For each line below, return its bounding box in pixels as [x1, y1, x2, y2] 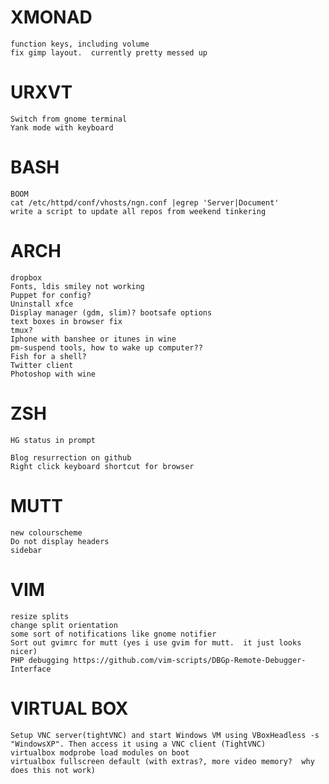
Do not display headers [10, 536, 110, 546]
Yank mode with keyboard [10, 122, 114, 133]
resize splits [10, 611, 70, 621]
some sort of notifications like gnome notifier [10, 629, 217, 639]
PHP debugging [10, 655, 70, 665]
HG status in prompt [10, 435, 97, 445]
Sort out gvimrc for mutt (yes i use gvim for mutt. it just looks [10, 637, 302, 648]
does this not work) [10, 765, 97, 775]
